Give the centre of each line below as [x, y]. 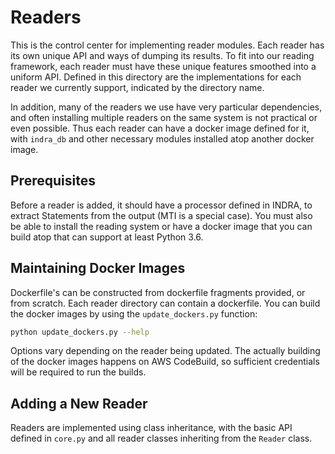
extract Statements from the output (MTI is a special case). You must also [161, 215]
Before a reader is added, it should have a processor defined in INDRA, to [161, 205]
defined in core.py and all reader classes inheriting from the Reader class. [161, 438]
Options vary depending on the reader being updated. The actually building [165, 351]
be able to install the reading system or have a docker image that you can [161, 226]
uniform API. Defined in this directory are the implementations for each [156, 77]
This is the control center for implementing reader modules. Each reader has [167, 45]
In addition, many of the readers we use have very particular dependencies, [166, 107]
